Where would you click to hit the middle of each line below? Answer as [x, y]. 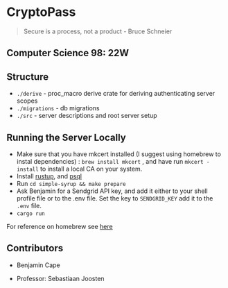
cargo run [31, 213]
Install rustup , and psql [49, 176]
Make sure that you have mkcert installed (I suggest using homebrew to [119, 154]
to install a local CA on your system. [91, 169]
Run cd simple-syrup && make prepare [71, 183]
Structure [28, 77]
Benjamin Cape [38, 265]
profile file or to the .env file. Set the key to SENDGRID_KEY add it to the [115, 198]
